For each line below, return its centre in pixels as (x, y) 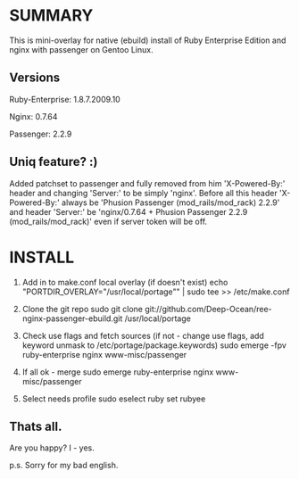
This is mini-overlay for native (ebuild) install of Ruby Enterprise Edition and (148, 40)
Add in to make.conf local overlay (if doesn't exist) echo (125, 282)
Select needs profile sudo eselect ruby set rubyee (114, 399)
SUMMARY (51, 16)
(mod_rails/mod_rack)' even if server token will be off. (108, 221)
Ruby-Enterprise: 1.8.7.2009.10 (65, 99)
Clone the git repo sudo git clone (83, 309)
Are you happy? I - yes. (52, 448)
